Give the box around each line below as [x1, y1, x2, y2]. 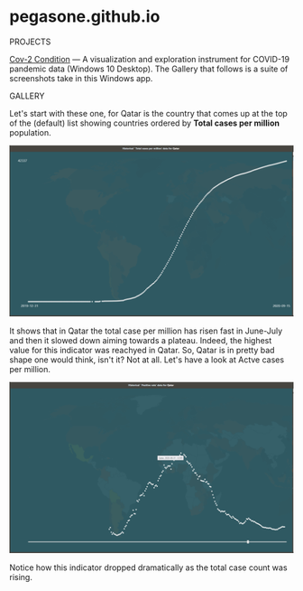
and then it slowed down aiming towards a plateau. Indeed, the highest [9, 335, 272, 346]
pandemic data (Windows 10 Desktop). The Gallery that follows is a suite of [9, 63, 289, 74]
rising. [9, 572, 33, 583]
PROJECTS [9, 36, 51, 47]
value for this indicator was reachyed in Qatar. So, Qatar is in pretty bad [9, 345, 275, 356]
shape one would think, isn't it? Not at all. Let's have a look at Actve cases [9, 354, 285, 365]
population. [9, 127, 51, 137]
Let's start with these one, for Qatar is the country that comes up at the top [9, 108, 289, 118]
